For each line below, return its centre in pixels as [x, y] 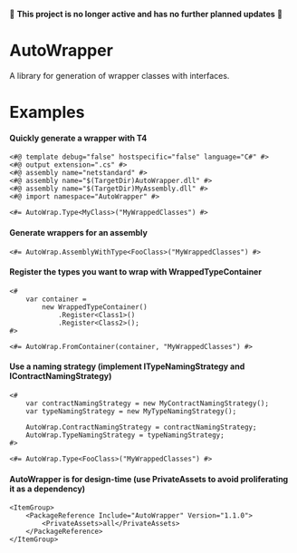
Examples [47, 112]
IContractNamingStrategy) [61, 376]
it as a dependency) [48, 489]
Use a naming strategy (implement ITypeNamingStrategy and [127, 366]
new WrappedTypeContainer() [95, 307]
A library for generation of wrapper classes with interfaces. [120, 75]
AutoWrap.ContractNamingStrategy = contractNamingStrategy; [141, 427]
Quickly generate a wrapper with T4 [78, 138]
